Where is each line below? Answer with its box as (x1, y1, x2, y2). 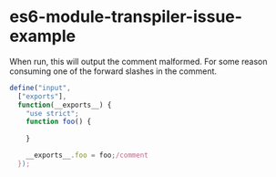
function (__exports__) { (17, 100, 112, 109)
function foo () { (26, 117, 92, 127)
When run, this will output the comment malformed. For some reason (9, 56, 268, 67)
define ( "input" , (9, 83, 71, 92)
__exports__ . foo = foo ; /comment (26, 151, 148, 161)
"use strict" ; (26, 109, 79, 118)
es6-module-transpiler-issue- (9, 6, 243, 27)
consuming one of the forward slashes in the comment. (9, 66, 217, 77)
